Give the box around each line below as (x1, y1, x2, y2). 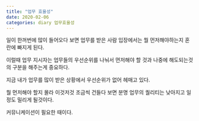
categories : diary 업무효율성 (6, 19, 75, 25)
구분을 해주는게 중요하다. (12, 64, 70, 71)
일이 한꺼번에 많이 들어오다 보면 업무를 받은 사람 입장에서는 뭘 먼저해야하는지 (6, 37, 184, 44)
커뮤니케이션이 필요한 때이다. (6, 109, 73, 116)
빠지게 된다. (17, 44, 45, 51)
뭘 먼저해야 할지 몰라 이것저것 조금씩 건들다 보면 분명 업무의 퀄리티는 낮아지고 (6, 89, 185, 96)
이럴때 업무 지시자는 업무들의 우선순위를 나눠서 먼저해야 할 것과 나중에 (6, 57, 168, 64)
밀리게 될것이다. (17, 96, 54, 103)
